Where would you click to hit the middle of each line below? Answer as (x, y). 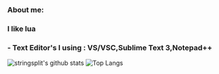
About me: (26, 10)
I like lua (22, 28)
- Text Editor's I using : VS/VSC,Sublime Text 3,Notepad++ (110, 47)
